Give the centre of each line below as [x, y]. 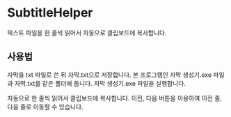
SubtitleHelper [50, 13]
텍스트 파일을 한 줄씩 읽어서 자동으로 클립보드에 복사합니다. [87, 33]
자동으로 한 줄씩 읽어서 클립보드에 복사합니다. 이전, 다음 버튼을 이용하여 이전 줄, [115, 98]
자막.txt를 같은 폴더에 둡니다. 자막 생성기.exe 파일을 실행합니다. [100, 83]
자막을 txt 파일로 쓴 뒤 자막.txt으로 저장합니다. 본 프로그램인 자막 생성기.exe [110, 75]
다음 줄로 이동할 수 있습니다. [45, 107]
